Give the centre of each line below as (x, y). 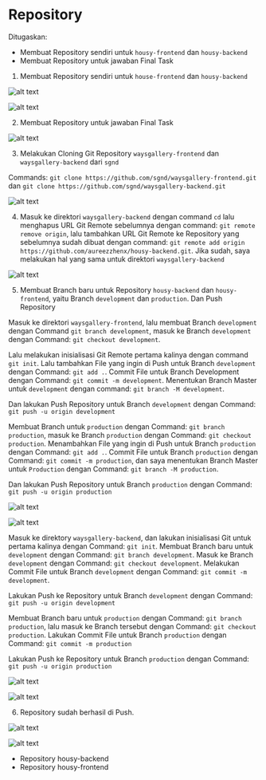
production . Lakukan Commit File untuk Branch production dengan (117, 635)
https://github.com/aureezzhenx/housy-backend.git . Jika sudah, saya (135, 250)
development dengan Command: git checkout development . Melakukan (124, 563)
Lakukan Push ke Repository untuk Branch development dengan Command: (131, 595)
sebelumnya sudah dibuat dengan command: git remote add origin (132, 242)
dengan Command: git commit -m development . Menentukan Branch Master (133, 380)
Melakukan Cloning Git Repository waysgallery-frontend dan (119, 153)
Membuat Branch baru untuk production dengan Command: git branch (125, 618)
